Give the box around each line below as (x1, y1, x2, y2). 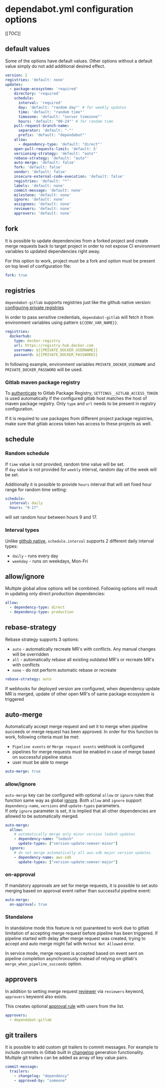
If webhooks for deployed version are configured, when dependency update (5, 685, 160, 691)
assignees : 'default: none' (14, 202, 71, 207)
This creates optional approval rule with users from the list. (5, 1003, 125, 1009)
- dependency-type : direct (9, 605, 65, 610)
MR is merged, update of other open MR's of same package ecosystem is (5, 691, 155, 697)
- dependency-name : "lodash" (14, 836, 74, 841)
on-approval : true (9, 902, 48, 907)
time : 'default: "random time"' (18, 109, 85, 114)
